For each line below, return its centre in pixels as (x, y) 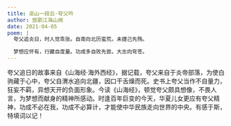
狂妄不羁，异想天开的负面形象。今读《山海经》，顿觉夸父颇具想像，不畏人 (112, 90)
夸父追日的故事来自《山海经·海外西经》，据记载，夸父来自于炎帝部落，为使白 (116, 72)
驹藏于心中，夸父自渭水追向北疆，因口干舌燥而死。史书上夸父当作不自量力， (117, 81)
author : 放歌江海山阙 (35, 20)
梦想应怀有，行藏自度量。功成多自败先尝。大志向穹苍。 (80, 52)
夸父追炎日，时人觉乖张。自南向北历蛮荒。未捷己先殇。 (80, 39)
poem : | (18, 33)
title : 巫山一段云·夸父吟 (41, 13)
